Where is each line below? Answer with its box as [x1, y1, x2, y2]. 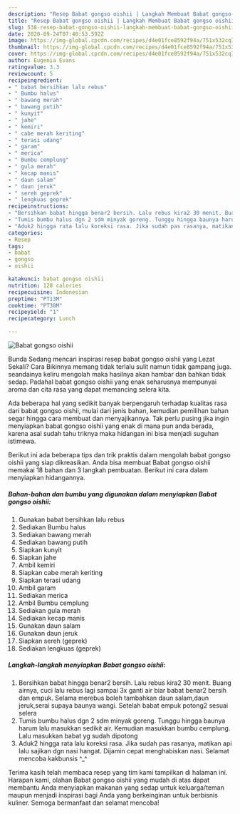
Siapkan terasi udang [18, 576, 81, 584]
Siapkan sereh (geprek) [18, 636, 88, 645]
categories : [8, 229, 43, 236]
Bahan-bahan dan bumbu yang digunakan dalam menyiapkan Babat [8, 489, 217, 498]
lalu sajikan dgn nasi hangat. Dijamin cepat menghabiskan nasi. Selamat [18, 746, 230, 755]
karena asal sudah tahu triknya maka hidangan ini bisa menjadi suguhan [8, 429, 219, 437]
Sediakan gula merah [18, 606, 81, 614]
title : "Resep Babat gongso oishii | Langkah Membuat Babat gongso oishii [8, 17, 235, 24]
